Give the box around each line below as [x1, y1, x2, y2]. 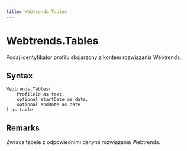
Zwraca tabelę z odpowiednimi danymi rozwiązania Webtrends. [6, 139, 161, 146]
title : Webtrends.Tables [6, 8, 67, 15]
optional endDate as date [17, 101, 81, 108]
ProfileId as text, [17, 91, 65, 97]
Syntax [6, 70, 33, 80]
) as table [6, 107, 33, 113]
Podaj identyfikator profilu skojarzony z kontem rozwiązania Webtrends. [6, 54, 182, 61]
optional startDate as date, [17, 97, 89, 103]
